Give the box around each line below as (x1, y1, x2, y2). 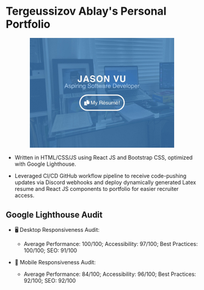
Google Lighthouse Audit (5, 209, 103, 220)
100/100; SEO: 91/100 (23, 247, 78, 254)
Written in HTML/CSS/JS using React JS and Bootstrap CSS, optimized (14, 154, 193, 162)
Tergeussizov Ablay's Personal (5, 4, 167, 18)
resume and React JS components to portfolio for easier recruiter (14, 185, 179, 193)
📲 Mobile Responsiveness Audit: (14, 258, 96, 266)
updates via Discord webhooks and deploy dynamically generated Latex (14, 179, 197, 186)
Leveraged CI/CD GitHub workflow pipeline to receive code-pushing (14, 173, 187, 180)
